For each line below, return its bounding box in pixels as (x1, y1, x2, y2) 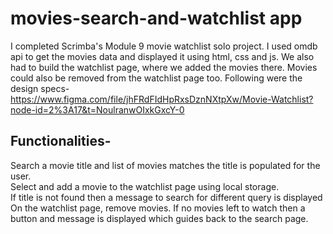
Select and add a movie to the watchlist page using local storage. (10, 180, 280, 192)
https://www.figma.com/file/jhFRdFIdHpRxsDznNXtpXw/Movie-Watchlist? (10, 93, 314, 105)
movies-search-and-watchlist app (10, 7, 303, 30)
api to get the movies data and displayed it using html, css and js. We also (10, 50, 315, 62)
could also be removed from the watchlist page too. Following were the (10, 72, 303, 84)
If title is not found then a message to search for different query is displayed (10, 191, 323, 203)
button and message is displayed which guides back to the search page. (10, 212, 309, 224)
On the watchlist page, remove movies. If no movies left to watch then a (10, 202, 306, 214)
